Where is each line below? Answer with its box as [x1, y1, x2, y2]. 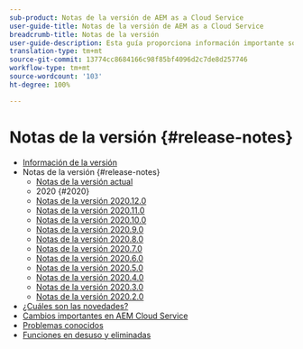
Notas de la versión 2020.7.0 [35, 243, 142, 253]
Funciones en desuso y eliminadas [22, 329, 151, 340]
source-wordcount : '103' [9, 72, 103, 81]
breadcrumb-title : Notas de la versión [9, 30, 160, 39]
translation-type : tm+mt [9, 47, 103, 56]
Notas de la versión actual [35, 176, 133, 187]
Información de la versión [22, 157, 117, 168]
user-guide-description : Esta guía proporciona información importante [9, 38, 284, 48]
